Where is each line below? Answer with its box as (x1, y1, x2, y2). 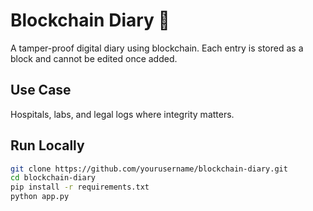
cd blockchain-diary (10, 173, 97, 183)
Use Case (10, 82, 72, 99)
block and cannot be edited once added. (10, 52, 178, 64)
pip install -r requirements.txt (10, 182, 150, 193)
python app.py (10, 192, 70, 202)
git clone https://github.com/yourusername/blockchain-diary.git (10, 164, 288, 174)
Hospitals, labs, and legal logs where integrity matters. (10, 108, 235, 120)
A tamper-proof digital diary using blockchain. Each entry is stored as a (10, 42, 304, 54)
